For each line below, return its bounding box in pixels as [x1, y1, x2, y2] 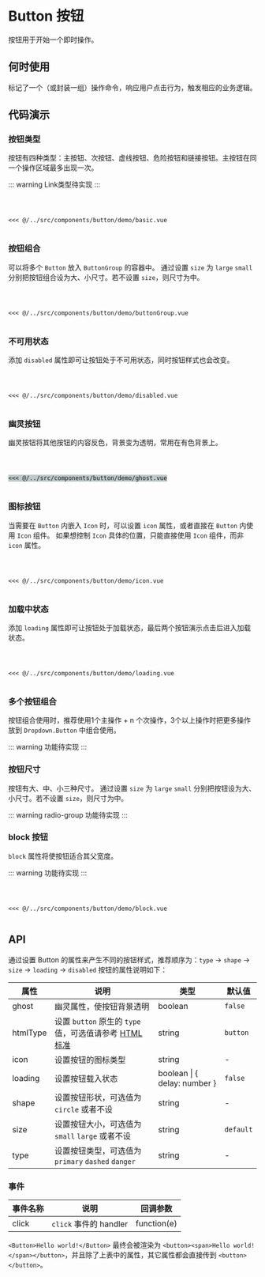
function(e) [135, 1218, 177, 1229]
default [224, 1124, 253, 1134]
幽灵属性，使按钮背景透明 [54, 1001, 150, 1012]
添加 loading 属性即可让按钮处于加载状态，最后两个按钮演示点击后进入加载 [8, 622, 251, 633]
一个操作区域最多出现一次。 [8, 163, 99, 172]
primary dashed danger [54, 1157, 136, 1166]
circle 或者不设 [54, 1104, 113, 1115]
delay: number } [158, 1077, 217, 1088]
